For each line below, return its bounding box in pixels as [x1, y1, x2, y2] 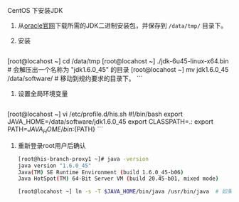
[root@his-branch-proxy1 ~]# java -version [17, 155, 149, 162]
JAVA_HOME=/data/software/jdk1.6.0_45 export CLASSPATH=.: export [7, 117, 213, 126]
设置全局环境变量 [17, 90, 68, 97]
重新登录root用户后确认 [17, 141, 87, 149]
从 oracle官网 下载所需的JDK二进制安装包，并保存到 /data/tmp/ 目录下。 [17, 21, 228, 30]
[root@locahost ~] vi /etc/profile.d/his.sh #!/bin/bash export [7, 110, 183, 118]
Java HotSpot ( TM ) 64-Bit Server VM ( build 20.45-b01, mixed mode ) [17, 175, 219, 183]
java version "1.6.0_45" [17, 162, 92, 169]
